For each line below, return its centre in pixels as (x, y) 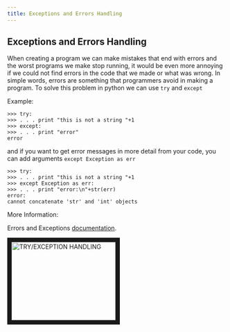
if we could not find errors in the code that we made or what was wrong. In (114, 73)
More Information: (33, 215)
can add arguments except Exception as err (72, 159)
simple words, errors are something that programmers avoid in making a (110, 81)
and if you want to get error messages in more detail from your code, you (112, 151)
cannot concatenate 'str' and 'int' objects (72, 202)
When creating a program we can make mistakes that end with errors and (112, 58)
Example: (20, 101)
